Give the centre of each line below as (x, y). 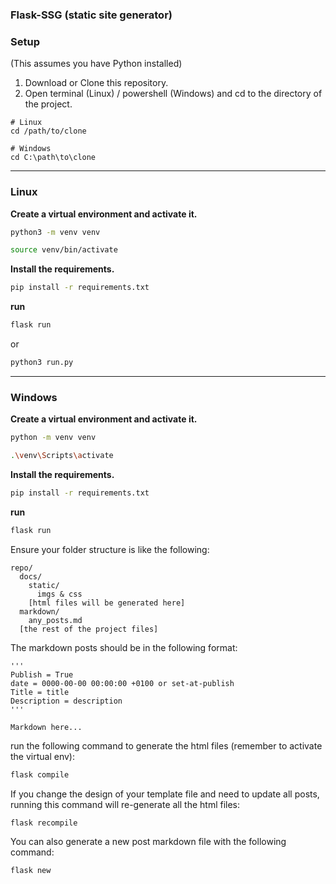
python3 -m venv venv (55, 232)
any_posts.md (55, 620)
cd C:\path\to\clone (53, 158)
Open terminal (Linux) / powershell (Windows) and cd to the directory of (173, 94)
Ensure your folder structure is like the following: (110, 549)
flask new (31, 871)
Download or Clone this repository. (96, 83)
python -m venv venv (53, 438)
